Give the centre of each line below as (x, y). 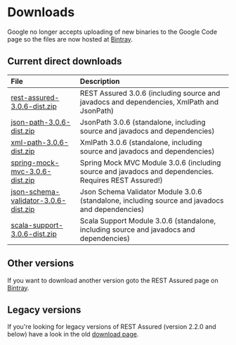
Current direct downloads (65, 62)
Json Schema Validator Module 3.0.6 (141, 192)
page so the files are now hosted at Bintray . (70, 39)
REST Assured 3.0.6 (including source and (150, 93)
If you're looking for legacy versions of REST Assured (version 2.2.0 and (112, 327)
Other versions (41, 264)
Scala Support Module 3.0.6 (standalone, (148, 220)
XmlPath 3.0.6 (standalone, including (141, 142)
